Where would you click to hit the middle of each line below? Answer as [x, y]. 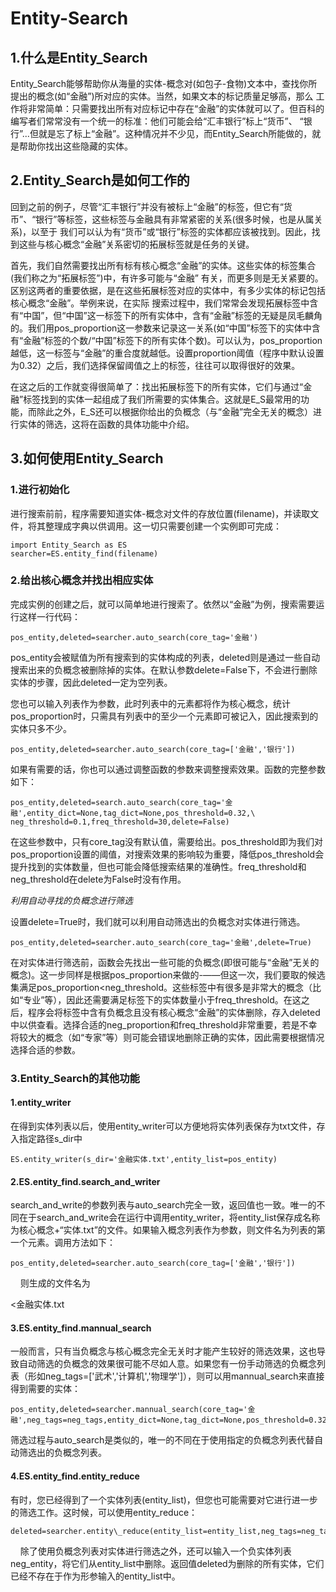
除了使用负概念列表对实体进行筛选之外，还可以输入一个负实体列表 [155, 1551]
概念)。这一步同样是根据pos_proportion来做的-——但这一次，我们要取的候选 [168, 974]
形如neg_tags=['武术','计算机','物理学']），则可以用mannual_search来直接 [176, 1376]
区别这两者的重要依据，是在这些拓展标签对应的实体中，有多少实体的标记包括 [168, 290]
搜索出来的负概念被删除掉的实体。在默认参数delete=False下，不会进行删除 [164, 669]
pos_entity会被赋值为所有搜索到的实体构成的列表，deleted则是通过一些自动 [165, 657]
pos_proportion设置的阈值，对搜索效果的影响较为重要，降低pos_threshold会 [167, 854]
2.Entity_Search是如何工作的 [100, 180]
